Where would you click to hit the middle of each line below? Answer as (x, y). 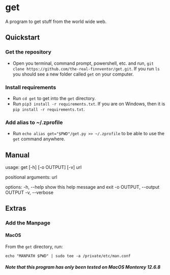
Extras (16, 208)
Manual (17, 155)
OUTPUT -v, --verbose (29, 192)
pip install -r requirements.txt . (49, 109)
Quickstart (23, 37)
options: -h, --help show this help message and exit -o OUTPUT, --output (82, 187)
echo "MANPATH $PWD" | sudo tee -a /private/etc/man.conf (68, 256)
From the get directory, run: (34, 246)
